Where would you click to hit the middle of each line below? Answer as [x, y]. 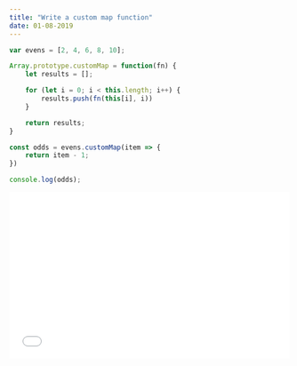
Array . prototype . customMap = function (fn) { [93, 66]
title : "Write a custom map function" [81, 17]
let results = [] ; [59, 75]
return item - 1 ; [57, 155]
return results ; [56, 123]
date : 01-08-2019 [41, 26]
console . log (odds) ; [45, 180]
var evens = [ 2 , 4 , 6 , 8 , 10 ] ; [67, 50]
